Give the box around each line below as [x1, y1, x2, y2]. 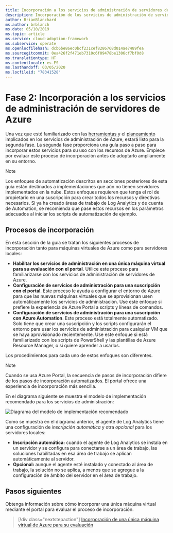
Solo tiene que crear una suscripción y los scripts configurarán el [12, 320, 152, 327]
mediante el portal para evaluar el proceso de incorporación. [5, 506, 134, 512]
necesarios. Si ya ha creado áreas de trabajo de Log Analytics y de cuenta [5, 200, 163, 206]
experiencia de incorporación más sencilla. [5, 383, 97, 389]
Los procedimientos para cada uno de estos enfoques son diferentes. [5, 352, 153, 358]
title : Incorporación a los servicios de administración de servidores [5, 7, 162, 13]
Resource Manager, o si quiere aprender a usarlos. [12, 342, 120, 348]
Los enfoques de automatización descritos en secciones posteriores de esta [5, 178, 167, 184]
